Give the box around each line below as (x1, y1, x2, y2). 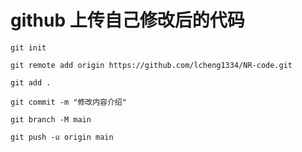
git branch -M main (10, 114, 92, 125)
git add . (10, 77, 52, 88)
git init (10, 42, 47, 53)
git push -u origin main (10, 132, 114, 142)
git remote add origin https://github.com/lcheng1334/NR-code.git (10, 60, 293, 70)
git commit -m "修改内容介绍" (10, 97, 127, 107)
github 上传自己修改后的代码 (10, 9, 245, 32)
